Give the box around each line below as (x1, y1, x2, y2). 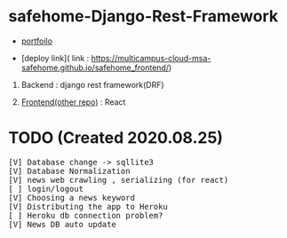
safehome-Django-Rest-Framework (8, 6, 279, 27)
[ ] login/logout (8, 184, 84, 194)
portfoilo (20, 36, 52, 46)
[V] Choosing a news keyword (8, 193, 135, 202)
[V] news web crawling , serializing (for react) (8, 175, 229, 185)
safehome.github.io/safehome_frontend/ (20, 62, 170, 73)
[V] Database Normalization (8, 166, 131, 176)
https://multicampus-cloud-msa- (91, 52, 211, 63)
